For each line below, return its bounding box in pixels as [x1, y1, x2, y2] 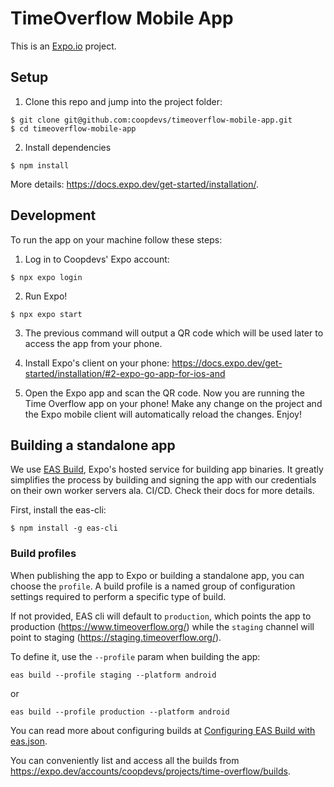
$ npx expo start [10, 309, 83, 319]
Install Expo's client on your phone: [24, 357, 170, 369]
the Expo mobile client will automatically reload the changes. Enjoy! [24, 408, 302, 420]
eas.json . [10, 735, 48, 747]
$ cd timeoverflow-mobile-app [10, 123, 137, 134]
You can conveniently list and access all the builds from [10, 754, 240, 766]
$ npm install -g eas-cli [10, 523, 118, 534]
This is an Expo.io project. [10, 40, 117, 52]
